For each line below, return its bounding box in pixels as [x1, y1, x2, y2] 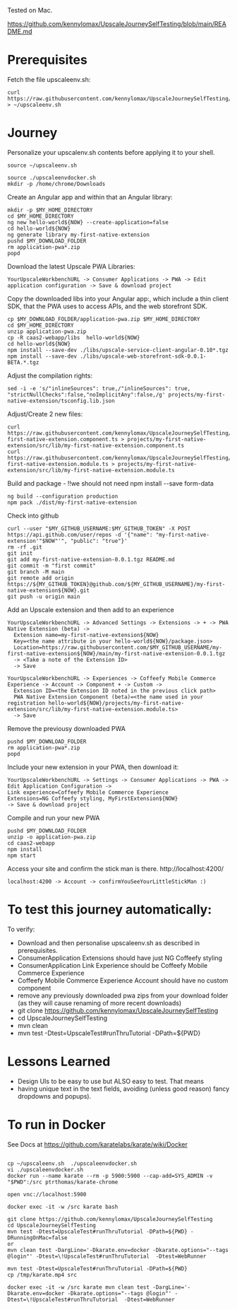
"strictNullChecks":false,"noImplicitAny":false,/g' [7, 391, 166, 398]
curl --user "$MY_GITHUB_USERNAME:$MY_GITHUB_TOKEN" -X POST [7, 525, 191, 532]
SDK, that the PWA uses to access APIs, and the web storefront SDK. [7, 302, 208, 310]
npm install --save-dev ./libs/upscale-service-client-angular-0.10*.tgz [7, 346, 229, 353]
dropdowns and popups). [17, 1092, 92, 1100]
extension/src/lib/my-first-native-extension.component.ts [7, 442, 185, 449]
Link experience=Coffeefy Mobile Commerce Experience [7, 788, 169, 796]
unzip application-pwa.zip [7, 328, 87, 335]
